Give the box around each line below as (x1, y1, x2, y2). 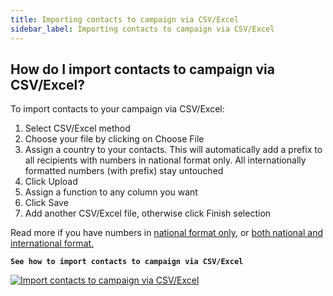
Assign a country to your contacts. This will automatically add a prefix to (24, 144, 323, 156)
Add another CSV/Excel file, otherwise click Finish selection (24, 207, 272, 220)
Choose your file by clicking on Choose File (24, 133, 205, 145)
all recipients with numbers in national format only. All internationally (24, 154, 307, 166)
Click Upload (24, 176, 78, 188)
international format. (10, 237, 95, 250)
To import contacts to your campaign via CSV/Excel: (10, 103, 225, 115)
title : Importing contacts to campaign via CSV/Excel (10, 14, 240, 25)
